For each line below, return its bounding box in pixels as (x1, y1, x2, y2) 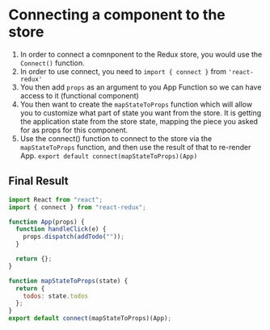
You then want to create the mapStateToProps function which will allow (19, 99, 253, 109)
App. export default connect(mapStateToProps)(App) (19, 151, 198, 161)
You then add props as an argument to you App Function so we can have (19, 82, 262, 92)
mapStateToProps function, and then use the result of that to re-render (19, 142, 251, 152)
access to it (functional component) (19, 90, 139, 100)
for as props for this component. (19, 125, 129, 135)
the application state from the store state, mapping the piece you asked (19, 116, 259, 126)
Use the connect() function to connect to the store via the (19, 133, 213, 143)
